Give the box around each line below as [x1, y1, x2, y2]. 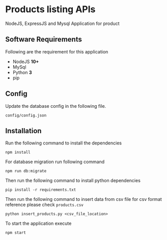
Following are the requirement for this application [5, 48, 108, 54]
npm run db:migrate [5, 169, 47, 174]
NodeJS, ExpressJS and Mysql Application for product [5, 20, 120, 26]
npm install [5, 150, 31, 155]
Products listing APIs [5, 4, 96, 15]
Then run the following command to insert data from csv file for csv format [5, 196, 162, 202]
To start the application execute [5, 220, 72, 227]
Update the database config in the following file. [5, 103, 106, 109]
